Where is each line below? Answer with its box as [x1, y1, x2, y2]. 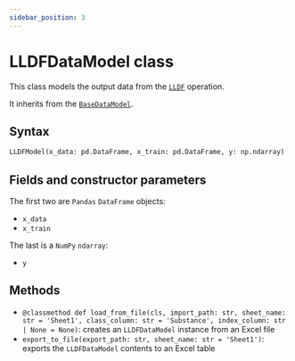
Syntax [9, 124, 50, 139]
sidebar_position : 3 [9, 12, 86, 22]
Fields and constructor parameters [9, 172, 207, 187]
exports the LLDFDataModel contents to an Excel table [21, 342, 216, 353]
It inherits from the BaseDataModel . [9, 98, 134, 109]
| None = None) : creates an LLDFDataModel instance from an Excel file [21, 324, 275, 334]
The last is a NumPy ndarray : [9, 240, 109, 250]
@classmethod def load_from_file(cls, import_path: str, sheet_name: [21, 308, 287, 317]
